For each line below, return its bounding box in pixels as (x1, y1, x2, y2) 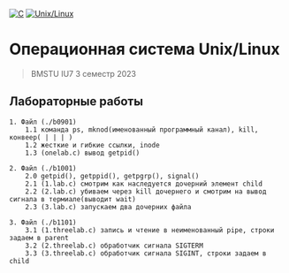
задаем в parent (9, 233, 69, 242)
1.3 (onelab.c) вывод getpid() (25, 148, 141, 157)
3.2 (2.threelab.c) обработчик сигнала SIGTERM (25, 241, 203, 250)
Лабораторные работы (9, 94, 144, 110)
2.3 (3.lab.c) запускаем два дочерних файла (25, 202, 192, 211)
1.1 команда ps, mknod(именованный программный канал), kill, (25, 125, 259, 134)
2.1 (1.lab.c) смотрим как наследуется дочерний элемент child (25, 179, 263, 188)
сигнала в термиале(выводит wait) (9, 194, 137, 203)
